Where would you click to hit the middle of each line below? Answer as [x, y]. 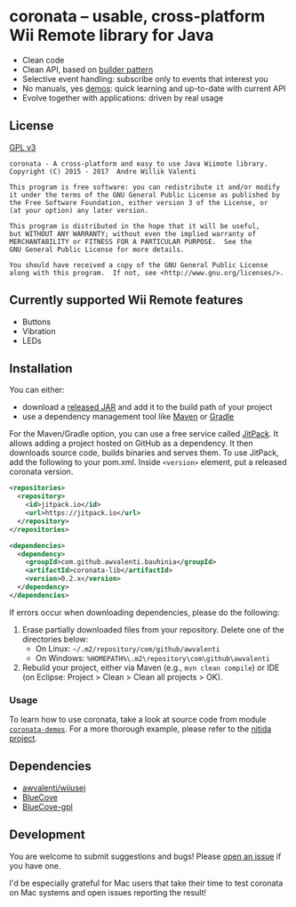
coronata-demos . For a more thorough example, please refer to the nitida [140, 729]
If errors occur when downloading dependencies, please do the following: [144, 612]
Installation [41, 368]
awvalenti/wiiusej [54, 788]
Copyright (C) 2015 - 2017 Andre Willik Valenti [103, 171]
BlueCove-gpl [47, 806]
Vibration [39, 331]
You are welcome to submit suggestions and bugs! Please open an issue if [145, 856]
